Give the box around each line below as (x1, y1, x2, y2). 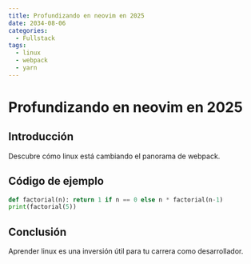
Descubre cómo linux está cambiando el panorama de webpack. (8, 151, 221, 161)
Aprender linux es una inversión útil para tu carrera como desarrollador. (8, 246, 244, 256)
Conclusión (8, 225, 67, 238)
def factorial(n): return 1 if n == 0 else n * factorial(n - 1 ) (8, 195, 224, 204)
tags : (8, 42, 26, 50)
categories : (8, 26, 48, 34)
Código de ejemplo (8, 174, 104, 188)
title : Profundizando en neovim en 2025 (8, 11, 145, 20)
